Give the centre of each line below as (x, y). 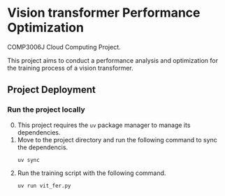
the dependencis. (43, 147)
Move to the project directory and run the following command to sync (117, 140)
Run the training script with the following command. (92, 173)
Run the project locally (46, 110)
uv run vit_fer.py (44, 186)
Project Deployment (51, 90)
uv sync (28, 160)
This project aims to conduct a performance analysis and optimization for (113, 60)
